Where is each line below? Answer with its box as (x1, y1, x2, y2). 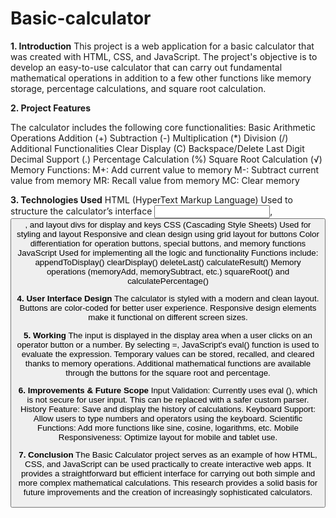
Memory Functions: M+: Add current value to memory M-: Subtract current (10, 163, 319, 176)
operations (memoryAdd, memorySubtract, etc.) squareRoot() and (46, 266, 290, 277)
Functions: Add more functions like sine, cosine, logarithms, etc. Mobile (37, 422, 299, 433)
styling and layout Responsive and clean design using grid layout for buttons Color (16, 228, 320, 239)
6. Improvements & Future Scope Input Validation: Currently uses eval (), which (18, 385, 318, 396)
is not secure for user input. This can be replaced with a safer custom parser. (26, 394, 310, 405)
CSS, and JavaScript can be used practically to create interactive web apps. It (24, 459, 312, 470)
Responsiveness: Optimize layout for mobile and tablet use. (58, 432, 278, 442)
